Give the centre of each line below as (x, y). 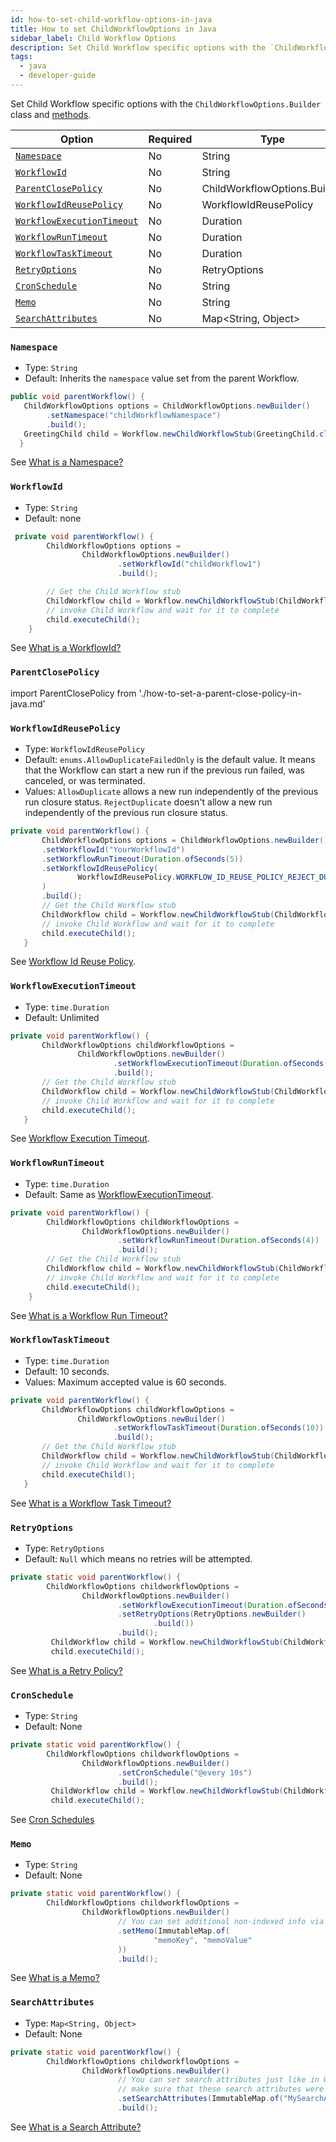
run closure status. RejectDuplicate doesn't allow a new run (148, 802)
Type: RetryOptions (64, 1548)
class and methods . (51, 114)
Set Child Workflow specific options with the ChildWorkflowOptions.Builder (166, 103)
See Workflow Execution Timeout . (80, 1138)
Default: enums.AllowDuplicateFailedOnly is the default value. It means (170, 760)
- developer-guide (58, 76)
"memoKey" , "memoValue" (203, 1940)
